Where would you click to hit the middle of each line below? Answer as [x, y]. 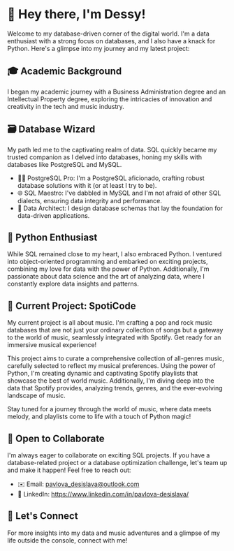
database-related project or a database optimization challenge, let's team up [117, 463]
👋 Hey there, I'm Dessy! [76, 14]
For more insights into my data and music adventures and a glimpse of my [114, 533]
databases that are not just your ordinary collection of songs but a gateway [115, 330]
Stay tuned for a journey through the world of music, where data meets [109, 409]
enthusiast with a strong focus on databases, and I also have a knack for [111, 41]
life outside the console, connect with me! [67, 540]
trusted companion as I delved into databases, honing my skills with [105, 157]
